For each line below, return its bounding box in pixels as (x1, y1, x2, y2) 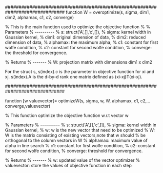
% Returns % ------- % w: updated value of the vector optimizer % (5, 157, 140, 163)
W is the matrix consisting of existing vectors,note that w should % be (5, 133, 146, 138)
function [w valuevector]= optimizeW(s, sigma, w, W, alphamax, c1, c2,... (5, 98, 150, 104)
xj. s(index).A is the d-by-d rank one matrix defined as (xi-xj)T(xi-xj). (5, 74, 143, 79)
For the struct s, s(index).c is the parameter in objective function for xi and (5, 69, 155, 75)
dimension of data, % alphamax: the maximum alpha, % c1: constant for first (5, 39, 159, 45)
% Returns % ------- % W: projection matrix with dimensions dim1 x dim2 (5, 59, 152, 65)
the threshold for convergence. (5, 50, 67, 56)
